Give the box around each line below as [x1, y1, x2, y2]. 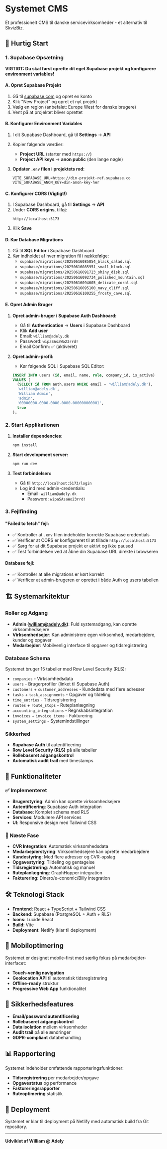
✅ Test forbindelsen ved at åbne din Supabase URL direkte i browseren [12, 548, 159, 554]
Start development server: [12, 452, 69, 458]
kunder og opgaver [12, 637, 52, 643]
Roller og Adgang [5, 610, 48, 617]
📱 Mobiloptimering [5, 942, 64, 950]
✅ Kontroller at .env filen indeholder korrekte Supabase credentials [12, 531, 150, 537]
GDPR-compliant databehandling [12, 1034, 81, 1040]
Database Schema [5, 655, 51, 661]
